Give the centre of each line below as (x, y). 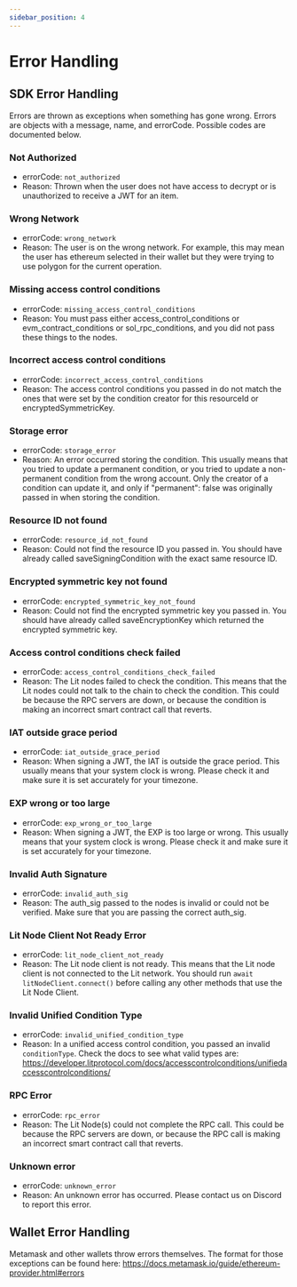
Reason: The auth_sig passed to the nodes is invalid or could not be (145, 902)
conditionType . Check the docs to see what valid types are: (130, 1053)
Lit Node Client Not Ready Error (78, 935)
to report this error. (56, 1204)
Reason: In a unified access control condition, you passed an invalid (146, 1044)
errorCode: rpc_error (61, 1115)
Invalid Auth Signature (59, 874)
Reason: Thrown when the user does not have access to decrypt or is (149, 186)
